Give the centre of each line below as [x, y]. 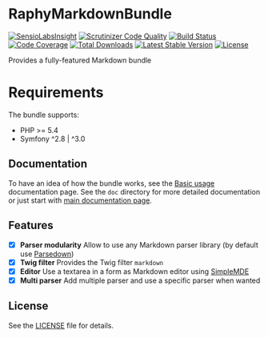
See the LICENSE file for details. [61, 325]
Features [31, 225]
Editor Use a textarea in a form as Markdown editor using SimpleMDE [134, 271]
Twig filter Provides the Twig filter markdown [92, 262]
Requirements [56, 93]
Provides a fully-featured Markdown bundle [80, 60]
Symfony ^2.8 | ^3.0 [52, 139]
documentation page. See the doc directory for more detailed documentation [134, 191]
